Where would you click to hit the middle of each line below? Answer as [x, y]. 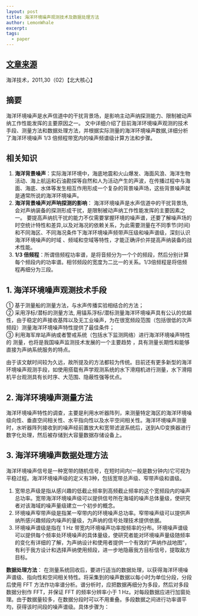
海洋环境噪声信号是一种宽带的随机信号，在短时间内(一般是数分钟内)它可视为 [98, 471]
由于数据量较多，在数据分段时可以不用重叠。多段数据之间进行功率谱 [99, 599]
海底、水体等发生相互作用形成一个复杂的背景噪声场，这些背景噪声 [105, 188]
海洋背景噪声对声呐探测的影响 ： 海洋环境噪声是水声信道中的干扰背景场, [101, 203]
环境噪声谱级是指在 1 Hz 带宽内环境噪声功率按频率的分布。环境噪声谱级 [101, 527]
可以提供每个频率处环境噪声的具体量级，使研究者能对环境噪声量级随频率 [102, 535]
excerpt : [17, 28]
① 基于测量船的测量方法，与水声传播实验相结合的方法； [75, 306]
